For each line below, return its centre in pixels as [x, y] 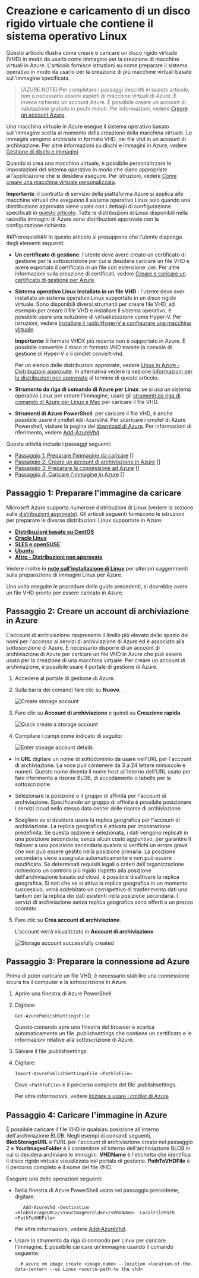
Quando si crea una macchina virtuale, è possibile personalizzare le [89, 163]
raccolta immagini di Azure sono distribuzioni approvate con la [83, 219]
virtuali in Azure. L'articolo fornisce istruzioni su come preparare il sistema [97, 65]
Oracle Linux [31, 538]
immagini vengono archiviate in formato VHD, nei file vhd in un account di [96, 139]
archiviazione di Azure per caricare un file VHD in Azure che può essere [94, 654]
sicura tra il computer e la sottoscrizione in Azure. [67, 982]
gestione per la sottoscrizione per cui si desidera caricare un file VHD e [102, 261]
